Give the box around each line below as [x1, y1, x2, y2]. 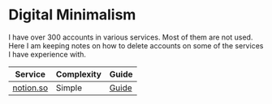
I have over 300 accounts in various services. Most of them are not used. [8, 32, 253, 42]
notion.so [12, 82, 49, 94]
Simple [55, 82, 83, 94]
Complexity [55, 69, 101, 80]
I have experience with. [8, 49, 87, 59]
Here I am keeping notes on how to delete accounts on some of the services [8, 40, 264, 50]
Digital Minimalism [8, 6, 136, 24]
